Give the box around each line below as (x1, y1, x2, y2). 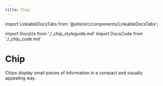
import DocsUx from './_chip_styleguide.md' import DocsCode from (5, 30, 143, 36)
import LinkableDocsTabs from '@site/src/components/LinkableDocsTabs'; (5, 21, 159, 27)
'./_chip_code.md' (5, 36, 41, 42)
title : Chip (5, 7, 30, 12)
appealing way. (5, 75, 36, 81)
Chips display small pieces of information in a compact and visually (5, 70, 143, 76)
